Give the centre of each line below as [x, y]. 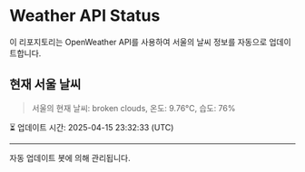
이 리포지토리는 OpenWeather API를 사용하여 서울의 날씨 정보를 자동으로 [138, 42]
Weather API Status [85, 16]
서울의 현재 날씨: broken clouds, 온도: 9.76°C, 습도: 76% [133, 108]
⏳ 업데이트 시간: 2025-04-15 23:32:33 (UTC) [92, 127]
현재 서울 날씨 [45, 85]
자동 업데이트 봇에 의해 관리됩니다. [70, 158]
